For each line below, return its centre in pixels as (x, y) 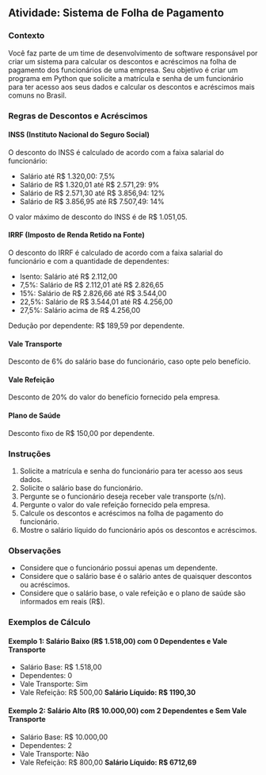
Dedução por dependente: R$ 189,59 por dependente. (96, 326)
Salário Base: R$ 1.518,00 (61, 667)
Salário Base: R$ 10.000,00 (64, 737)
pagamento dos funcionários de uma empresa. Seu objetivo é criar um (123, 70)
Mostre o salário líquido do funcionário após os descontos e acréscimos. (138, 530)
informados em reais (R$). (62, 602)
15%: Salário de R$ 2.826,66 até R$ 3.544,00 (93, 294)
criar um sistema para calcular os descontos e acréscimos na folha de (122, 61)
